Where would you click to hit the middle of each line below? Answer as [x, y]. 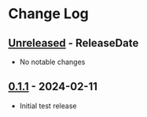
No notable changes [52, 62]
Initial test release [48, 106]
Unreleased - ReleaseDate [73, 43]
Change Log [48, 14]
